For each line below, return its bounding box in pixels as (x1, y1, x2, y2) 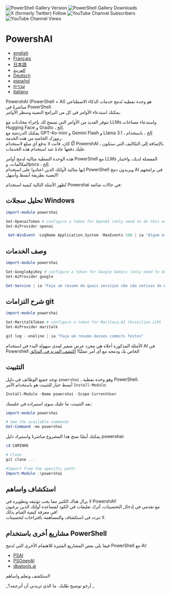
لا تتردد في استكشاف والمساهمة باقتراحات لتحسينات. (6, 514, 106, 521)
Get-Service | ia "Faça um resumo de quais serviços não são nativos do (6, 283, 162, 288)
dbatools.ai (13, 563, 37, 569)
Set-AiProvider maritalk (6, 325, 58, 330)
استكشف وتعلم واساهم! (6, 573, 51, 579)
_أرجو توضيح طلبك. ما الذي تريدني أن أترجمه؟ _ (6, 583, 95, 589)
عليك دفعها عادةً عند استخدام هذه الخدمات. (6, 146, 86, 152)
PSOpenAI (13, 558, 35, 564)
